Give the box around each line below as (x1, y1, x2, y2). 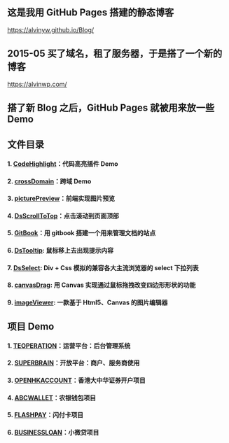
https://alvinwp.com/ (7, 80, 68, 88)
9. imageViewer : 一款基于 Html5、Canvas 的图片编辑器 (7, 298, 168, 307)
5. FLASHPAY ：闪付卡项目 (7, 411, 84, 419)
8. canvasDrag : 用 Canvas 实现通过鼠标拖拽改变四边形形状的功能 (7, 281, 196, 289)
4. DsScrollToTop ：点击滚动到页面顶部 (7, 211, 119, 220)
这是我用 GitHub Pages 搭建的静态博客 (7, 6, 174, 19)
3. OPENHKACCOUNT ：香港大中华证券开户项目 (7, 376, 146, 384)
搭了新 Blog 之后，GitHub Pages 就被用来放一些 (7, 102, 215, 114)
